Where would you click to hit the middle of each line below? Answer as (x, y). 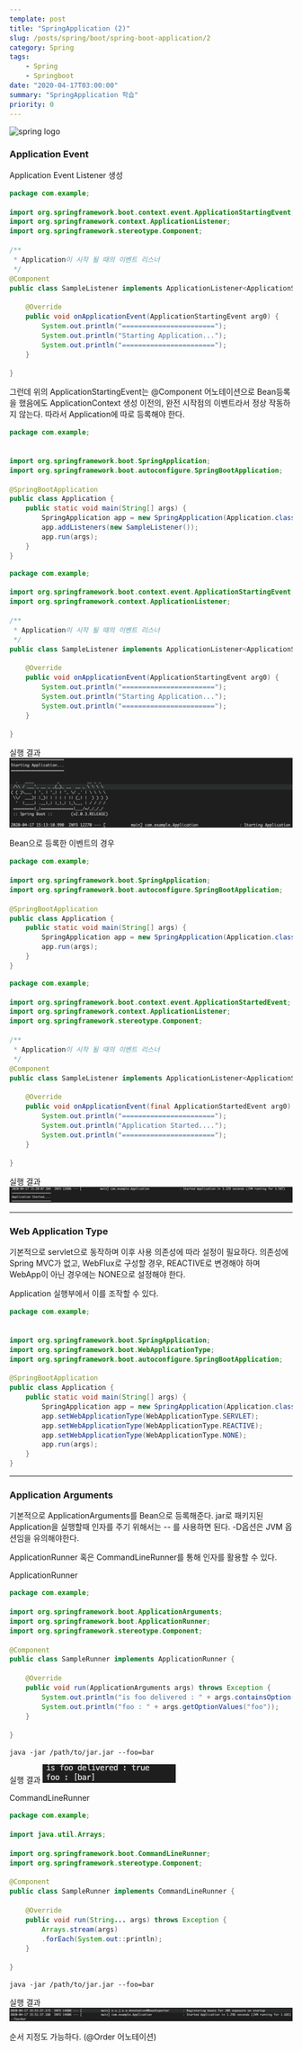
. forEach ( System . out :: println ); (102, 1939)
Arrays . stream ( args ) (80, 1930)
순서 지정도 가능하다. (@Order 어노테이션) (83, 2037)
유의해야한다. (56, 1538)
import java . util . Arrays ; (58, 1835)
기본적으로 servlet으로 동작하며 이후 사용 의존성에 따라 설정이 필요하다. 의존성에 (149, 1252)
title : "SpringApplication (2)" (70, 28)
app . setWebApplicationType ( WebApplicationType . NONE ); (144, 1435)
